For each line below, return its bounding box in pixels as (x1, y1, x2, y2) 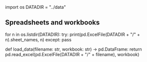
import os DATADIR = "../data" (5, 4, 66, 10)
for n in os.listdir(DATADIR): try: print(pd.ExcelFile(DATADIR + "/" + (5, 31, 140, 37)
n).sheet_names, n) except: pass (5, 36, 72, 42)
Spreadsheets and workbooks (5, 18, 100, 27)
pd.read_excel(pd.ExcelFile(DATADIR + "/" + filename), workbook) (5, 51, 140, 57)
